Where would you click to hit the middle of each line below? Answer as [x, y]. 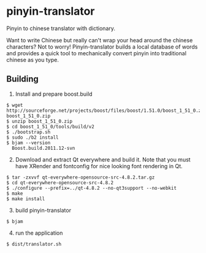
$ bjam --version [29, 142]
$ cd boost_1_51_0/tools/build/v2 [51, 126]
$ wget [15, 105]
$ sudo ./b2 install [33, 137]
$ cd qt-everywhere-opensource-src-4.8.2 [60, 182]
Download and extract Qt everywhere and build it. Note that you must [103, 159]
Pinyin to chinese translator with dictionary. [61, 28]
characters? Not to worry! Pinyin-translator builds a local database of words [102, 47]
